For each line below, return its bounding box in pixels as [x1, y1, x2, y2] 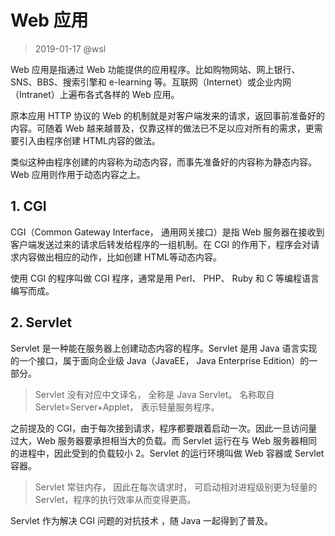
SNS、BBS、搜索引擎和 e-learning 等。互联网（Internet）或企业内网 [10, 76, 292, 88]
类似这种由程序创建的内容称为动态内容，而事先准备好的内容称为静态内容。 [10, 156, 317, 168]
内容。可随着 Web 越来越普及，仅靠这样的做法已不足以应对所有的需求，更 [10, 122, 315, 134]
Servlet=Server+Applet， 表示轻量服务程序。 [34, 401, 220, 413]
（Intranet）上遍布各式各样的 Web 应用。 [10, 88, 180, 100]
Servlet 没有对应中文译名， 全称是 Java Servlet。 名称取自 [34, 388, 275, 400]
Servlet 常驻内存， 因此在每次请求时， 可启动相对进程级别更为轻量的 [34, 481, 318, 493]
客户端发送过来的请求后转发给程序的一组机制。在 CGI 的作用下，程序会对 [10, 238, 312, 250]
